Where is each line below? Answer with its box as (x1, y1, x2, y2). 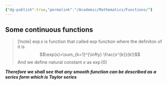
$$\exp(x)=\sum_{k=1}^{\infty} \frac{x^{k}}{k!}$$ (39, 51, 141, 57)
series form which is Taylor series (5, 74, 77, 80)
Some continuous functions (5, 26, 93, 34)
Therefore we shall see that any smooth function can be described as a (5, 69, 157, 75)
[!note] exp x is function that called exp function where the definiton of (17, 39, 162, 44)
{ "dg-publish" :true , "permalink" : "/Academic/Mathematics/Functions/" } (5, 7, 153, 12)
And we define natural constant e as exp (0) (17, 59, 107, 65)
